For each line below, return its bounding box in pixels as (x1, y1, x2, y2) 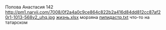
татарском (5, 19, 28, 25)
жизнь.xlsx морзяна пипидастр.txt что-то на (56, 15, 150, 20)
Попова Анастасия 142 (5, 4, 54, 10)
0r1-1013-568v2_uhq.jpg (5, 15, 55, 20)
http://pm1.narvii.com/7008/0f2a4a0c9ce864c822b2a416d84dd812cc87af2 (5, 9, 161, 15)
